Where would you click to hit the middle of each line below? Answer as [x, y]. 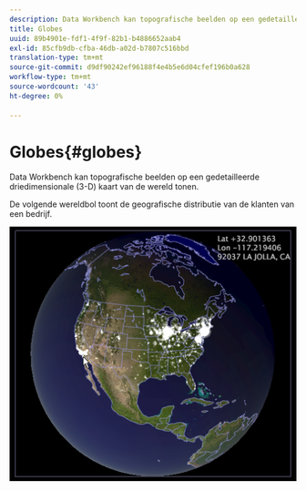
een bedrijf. [31, 214]
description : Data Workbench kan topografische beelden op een [132, 19]
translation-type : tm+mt [56, 58]
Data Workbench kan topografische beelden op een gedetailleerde [134, 177]
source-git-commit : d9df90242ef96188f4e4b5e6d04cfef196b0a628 [130, 67]
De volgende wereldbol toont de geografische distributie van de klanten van [152, 204]
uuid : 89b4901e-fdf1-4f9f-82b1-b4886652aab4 [95, 38]
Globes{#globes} [76, 152]
